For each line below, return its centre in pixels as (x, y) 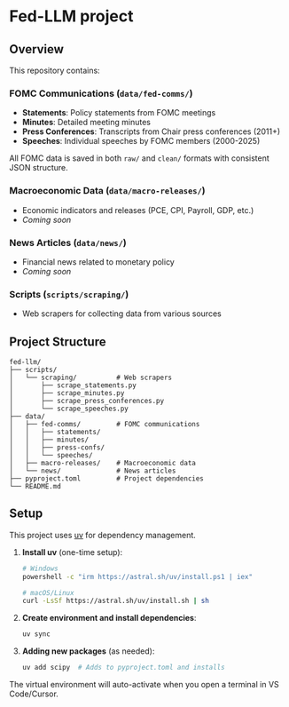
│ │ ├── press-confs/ (57, 448)
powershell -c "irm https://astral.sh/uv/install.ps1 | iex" (137, 576)
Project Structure (58, 342)
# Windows (40, 568)
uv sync (36, 634)
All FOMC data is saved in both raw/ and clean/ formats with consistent (140, 158)
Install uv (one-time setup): (72, 552)
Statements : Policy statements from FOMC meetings (119, 113)
